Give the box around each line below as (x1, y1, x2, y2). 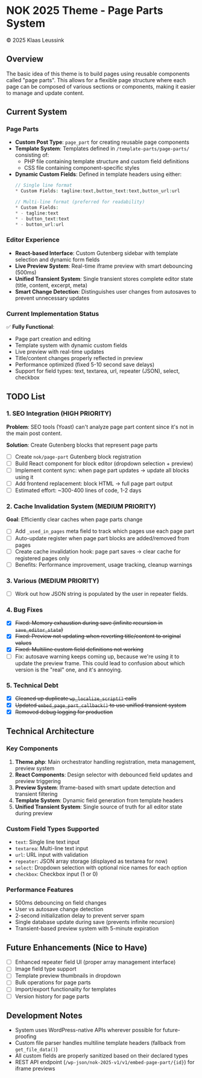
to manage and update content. (6, 89, 84, 97)
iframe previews (14, 1065, 55, 1073)
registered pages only (14, 554, 70, 562)
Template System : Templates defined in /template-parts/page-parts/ (14, 145, 190, 152)
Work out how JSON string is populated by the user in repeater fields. (14, 590, 188, 597)
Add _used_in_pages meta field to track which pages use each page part (14, 528, 195, 535)
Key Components (6, 744, 58, 753)
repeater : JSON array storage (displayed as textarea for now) (14, 857, 168, 865)
